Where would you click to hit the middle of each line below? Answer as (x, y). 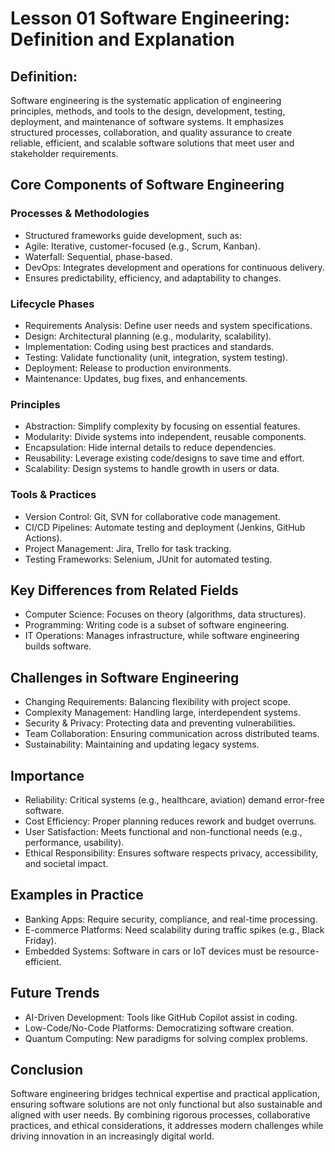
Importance (47, 775)
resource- (299, 951)
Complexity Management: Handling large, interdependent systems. (163, 713)
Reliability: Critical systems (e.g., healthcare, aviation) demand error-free (174, 800)
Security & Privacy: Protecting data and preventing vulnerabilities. (160, 723)
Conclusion (47, 1070)
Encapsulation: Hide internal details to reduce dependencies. (150, 448)
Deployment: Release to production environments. (128, 368)
